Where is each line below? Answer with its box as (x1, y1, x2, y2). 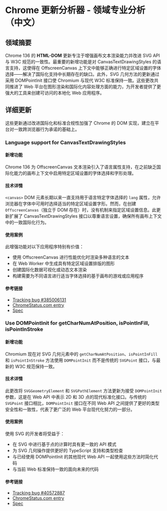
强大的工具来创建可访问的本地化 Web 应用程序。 (5, 90, 105, 96)
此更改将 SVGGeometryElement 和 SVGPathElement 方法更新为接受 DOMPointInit (5, 387, 162, 393)
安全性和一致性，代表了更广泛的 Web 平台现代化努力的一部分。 (5, 406, 135, 412)
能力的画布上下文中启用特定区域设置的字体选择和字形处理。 (13, 170, 136, 176)
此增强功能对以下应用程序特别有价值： (5, 244, 84, 250)
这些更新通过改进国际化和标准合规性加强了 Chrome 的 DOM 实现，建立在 (5, 120, 155, 126)
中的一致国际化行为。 (5, 220, 49, 226)
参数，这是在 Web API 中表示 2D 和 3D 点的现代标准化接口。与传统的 (5, 394, 147, 400)
